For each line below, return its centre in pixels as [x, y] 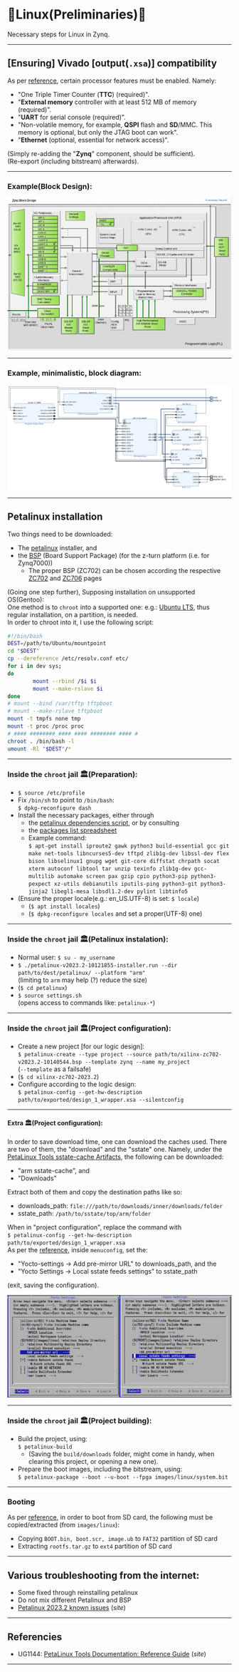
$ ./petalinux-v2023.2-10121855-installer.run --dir [97, 966]
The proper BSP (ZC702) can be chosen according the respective [124, 570]
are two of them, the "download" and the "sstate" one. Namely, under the [115, 1149]
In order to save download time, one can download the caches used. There [117, 1141]
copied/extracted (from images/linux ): [63, 1525]
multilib [41, 876]
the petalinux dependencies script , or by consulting [104, 822]
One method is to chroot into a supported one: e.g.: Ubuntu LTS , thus [108, 607]
